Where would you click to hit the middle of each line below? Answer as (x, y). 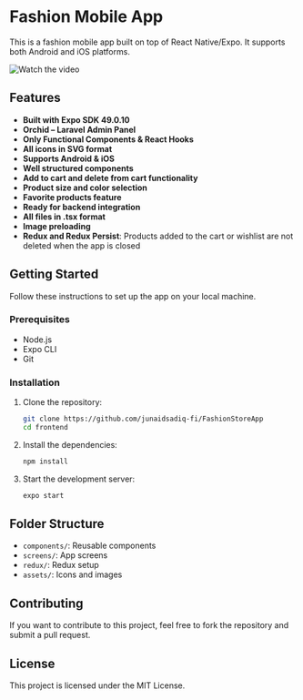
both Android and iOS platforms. (70, 51)
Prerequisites (40, 320)
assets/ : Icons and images (72, 574)
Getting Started (54, 274)
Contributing (46, 603)
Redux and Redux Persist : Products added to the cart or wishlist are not (158, 236)
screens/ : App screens (65, 555)
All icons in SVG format (67, 148)
